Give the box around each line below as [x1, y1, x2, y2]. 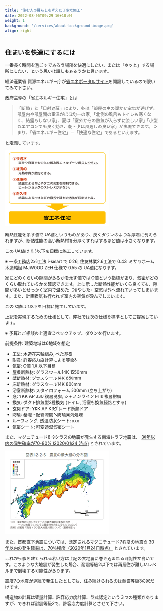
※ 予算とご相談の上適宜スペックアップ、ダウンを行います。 [5, 330, 124, 336]
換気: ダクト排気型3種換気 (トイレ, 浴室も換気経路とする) [12, 399, 127, 405]
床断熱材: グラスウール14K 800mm [12, 381, 82, 387]
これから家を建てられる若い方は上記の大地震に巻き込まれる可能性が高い [5, 555, 150, 561]
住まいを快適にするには [5, 48, 76, 56]
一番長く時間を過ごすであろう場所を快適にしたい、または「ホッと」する [5, 62, 150, 68]
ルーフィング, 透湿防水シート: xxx [12, 417, 79, 423]
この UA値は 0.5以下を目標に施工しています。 [5, 248, 96, 254]
